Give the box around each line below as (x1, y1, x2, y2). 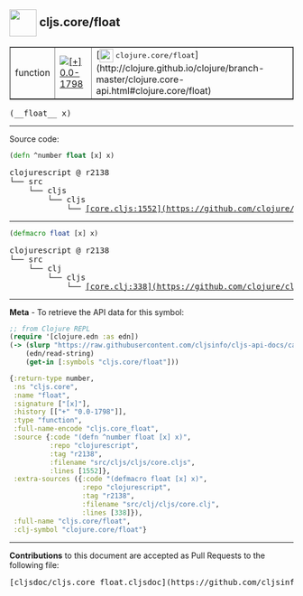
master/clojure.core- (96, 73, 185, 86)
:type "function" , (13, 416, 83, 425)
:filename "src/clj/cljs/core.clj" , (81, 500, 220, 509)
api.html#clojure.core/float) (96, 84, 212, 97)
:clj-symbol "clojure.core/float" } (13, 525, 147, 534)
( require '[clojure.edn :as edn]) (9, 332, 140, 341)
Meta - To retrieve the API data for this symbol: (9, 306, 185, 317)
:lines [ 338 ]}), (81, 508, 143, 517)
